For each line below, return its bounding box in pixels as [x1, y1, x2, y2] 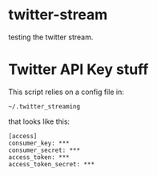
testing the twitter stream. [8, 32, 94, 42]
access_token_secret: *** [8, 160, 95, 168]
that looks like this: [8, 117, 70, 126]
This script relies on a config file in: [8, 87, 124, 96]
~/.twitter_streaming [8, 102, 81, 110]
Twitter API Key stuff [8, 60, 149, 79]
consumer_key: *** [8, 139, 70, 147]
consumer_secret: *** [8, 146, 81, 154]
